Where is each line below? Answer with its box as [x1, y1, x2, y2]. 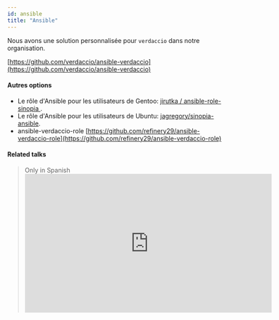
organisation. [7, 44, 46, 52]
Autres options [7, 81, 52, 90]
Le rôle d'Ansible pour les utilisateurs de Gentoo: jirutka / [17, 97, 182, 105]
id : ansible [7, 10, 42, 18]
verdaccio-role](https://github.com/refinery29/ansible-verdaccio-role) [17, 134, 222, 142]
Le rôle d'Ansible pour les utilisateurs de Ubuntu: [17, 111, 159, 120]
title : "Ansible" [7, 17, 58, 24]
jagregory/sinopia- [160, 111, 214, 120]
